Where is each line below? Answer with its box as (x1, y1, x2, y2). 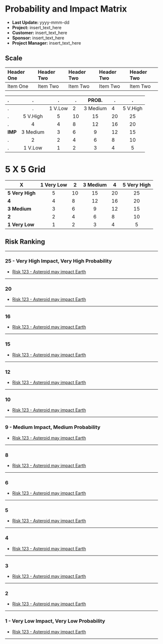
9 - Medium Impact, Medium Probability (5, 424, 101, 430)
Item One (7, 83, 29, 89)
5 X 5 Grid (5, 164, 46, 175)
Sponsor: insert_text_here (12, 35, 65, 41)
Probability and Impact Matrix (5, 3, 127, 15)
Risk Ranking (5, 238, 45, 246)
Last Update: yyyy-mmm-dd (12, 19, 69, 25)
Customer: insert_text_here (12, 30, 67, 35)
